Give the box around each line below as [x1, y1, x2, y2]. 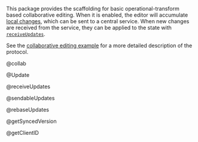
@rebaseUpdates [6, 106, 50, 113]
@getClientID [6, 129, 39, 136]
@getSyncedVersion [6, 118, 57, 125]
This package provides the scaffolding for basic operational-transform [6, 5, 179, 12]
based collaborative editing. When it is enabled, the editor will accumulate [6, 11, 188, 18]
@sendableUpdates [6, 95, 55, 101]
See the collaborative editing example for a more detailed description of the [6, 42, 193, 49]
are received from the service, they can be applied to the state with [6, 24, 172, 31]
